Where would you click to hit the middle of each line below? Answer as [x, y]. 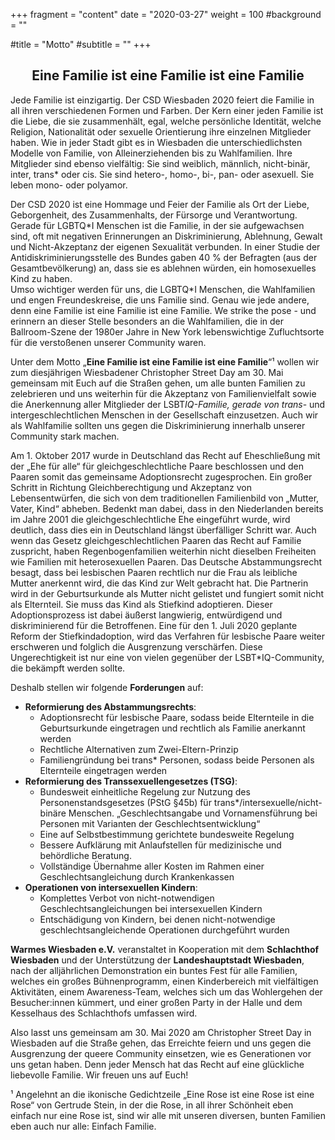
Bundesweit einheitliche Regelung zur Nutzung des [145, 791]
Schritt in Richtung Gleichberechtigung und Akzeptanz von [131, 487]
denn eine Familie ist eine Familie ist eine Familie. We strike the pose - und [163, 310]
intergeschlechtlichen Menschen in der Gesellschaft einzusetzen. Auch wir [164, 415]
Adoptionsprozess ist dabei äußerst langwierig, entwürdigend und [146, 615]
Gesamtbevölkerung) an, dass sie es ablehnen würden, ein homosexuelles [163, 268]
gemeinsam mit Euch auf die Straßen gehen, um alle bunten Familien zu [158, 383]
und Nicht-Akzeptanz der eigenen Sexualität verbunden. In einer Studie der [165, 246]
